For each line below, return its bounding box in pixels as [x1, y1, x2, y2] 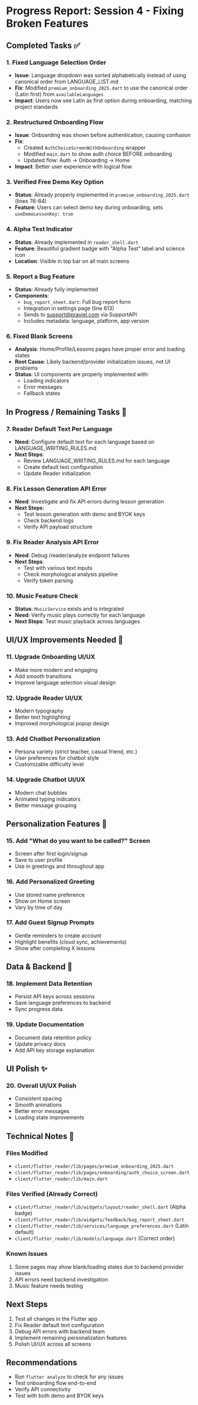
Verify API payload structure [23, 524, 93, 531]
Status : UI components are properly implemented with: [14, 371, 149, 378]
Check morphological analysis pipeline [23, 570, 118, 578]
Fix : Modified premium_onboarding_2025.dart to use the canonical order [14, 84, 188, 91]
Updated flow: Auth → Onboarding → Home [23, 157, 130, 164]
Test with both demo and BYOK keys [14, 1392, 104, 1399]
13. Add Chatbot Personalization [6, 734, 100, 743]
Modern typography [14, 707, 64, 714]
